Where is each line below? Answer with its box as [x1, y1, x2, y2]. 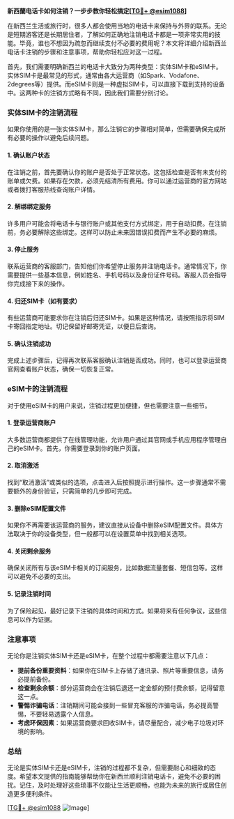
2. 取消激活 [7, 461, 40, 470]
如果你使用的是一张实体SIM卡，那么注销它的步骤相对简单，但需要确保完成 [7, 125, 220, 133]
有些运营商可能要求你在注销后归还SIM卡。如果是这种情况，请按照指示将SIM [7, 314, 225, 322]
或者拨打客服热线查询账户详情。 [7, 185, 99, 194]
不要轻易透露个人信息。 [29, 710, 97, 718]
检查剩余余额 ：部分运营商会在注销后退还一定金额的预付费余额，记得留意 [17, 683, 225, 692]
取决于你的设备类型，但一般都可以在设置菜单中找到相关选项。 [13, 530, 190, 538]
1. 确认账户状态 [7, 151, 50, 159]
